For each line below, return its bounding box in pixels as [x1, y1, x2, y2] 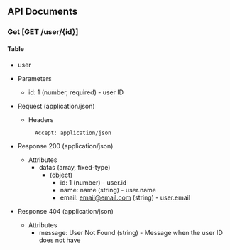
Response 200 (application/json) [17, 141, 114, 150]
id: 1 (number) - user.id [60, 178, 127, 187]
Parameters [17, 74, 52, 82]
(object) [49, 170, 73, 179]
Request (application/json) [17, 102, 95, 110]
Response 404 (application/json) [17, 207, 114, 215]
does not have [38, 236, 81, 244]
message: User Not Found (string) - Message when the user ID [38, 228, 224, 237]
